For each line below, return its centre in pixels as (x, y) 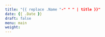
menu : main (16, 23)
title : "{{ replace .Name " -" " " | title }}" (53, 9)
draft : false (18, 18)
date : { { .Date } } (23, 14)
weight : (13, 27)
